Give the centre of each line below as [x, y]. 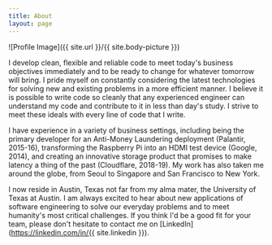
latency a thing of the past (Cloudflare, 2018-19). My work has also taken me [136, 164]
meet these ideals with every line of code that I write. [97, 114]
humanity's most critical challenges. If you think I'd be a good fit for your [130, 215]
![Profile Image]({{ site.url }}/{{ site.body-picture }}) [94, 46]
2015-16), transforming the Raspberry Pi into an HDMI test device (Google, [133, 147]
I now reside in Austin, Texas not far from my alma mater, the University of [132, 189]
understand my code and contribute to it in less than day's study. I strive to [134, 106]
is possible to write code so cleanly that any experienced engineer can [127, 97]
